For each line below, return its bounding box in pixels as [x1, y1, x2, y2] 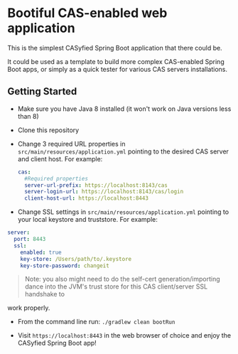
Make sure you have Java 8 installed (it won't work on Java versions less [17, 104, 232, 113]
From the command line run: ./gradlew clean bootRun [17, 318, 175, 326]
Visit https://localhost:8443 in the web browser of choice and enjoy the [17, 331, 232, 340]
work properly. [7, 304, 50, 312]
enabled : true [20, 249, 62, 256]
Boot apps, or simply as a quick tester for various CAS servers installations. [7, 65, 227, 73]
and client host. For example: [17, 154, 103, 163]
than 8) [17, 112, 39, 120]
